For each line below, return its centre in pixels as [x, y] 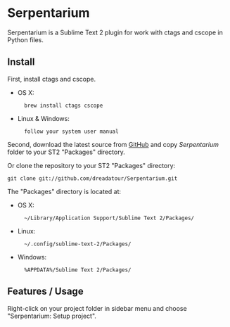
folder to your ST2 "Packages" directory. [66, 152]
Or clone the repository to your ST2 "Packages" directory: [91, 165]
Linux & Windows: [44, 118]
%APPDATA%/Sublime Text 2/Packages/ [78, 270]
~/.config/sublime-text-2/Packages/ [78, 244]
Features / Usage [45, 291]
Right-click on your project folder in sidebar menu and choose [97, 308]
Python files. [26, 39]
